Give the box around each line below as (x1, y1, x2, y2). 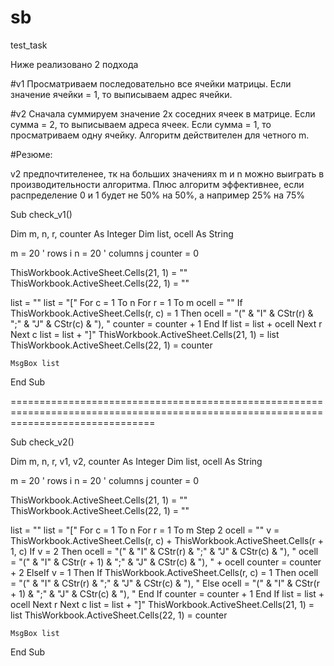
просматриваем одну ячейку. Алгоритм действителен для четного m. (10, 129, 310, 141)
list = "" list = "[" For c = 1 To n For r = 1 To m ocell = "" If (10, 296, 243, 308)
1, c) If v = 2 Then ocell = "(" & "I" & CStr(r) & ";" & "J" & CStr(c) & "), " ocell (10, 545, 319, 557)
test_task (10, 39, 48, 51)
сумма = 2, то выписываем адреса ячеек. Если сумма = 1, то (10, 118, 272, 130)
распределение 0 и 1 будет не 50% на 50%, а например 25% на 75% (10, 189, 305, 201)
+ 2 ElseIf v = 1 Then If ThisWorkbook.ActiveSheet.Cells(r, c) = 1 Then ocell (10, 566, 319, 578)
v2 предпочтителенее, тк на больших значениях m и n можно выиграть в (10, 167, 325, 180)
